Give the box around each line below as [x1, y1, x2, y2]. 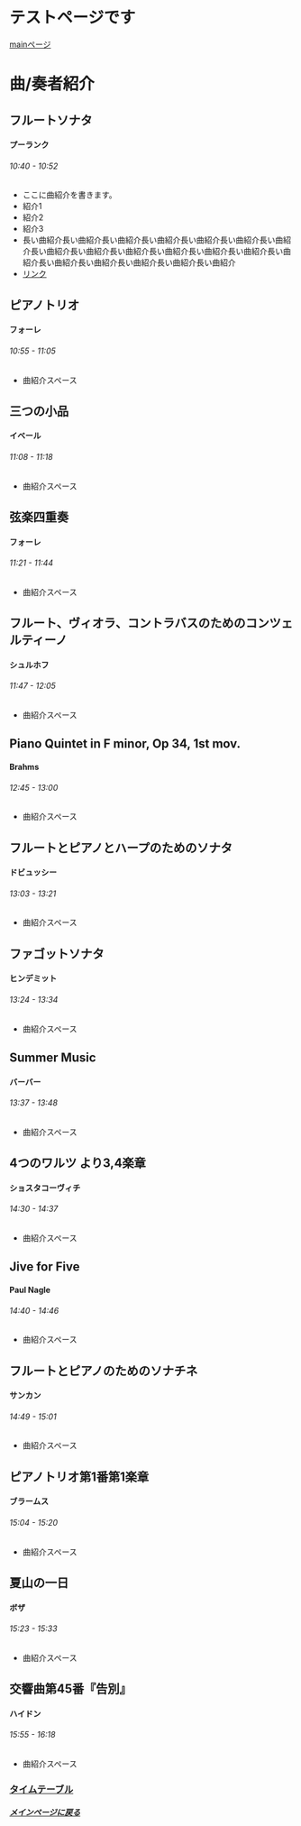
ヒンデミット [9, 973, 57, 984]
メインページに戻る [9, 1807, 81, 1818]
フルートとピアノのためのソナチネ [9, 1363, 198, 1379]
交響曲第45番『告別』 [9, 1682, 132, 1697]
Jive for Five [9, 1259, 80, 1275]
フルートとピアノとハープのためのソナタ [9, 840, 233, 856]
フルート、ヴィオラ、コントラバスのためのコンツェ [9, 616, 293, 631]
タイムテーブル [9, 1783, 74, 1795]
